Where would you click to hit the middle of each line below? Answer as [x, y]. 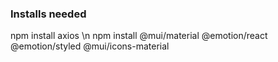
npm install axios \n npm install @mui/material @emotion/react [139, 36]
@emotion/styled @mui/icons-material [90, 46]
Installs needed [48, 14]
